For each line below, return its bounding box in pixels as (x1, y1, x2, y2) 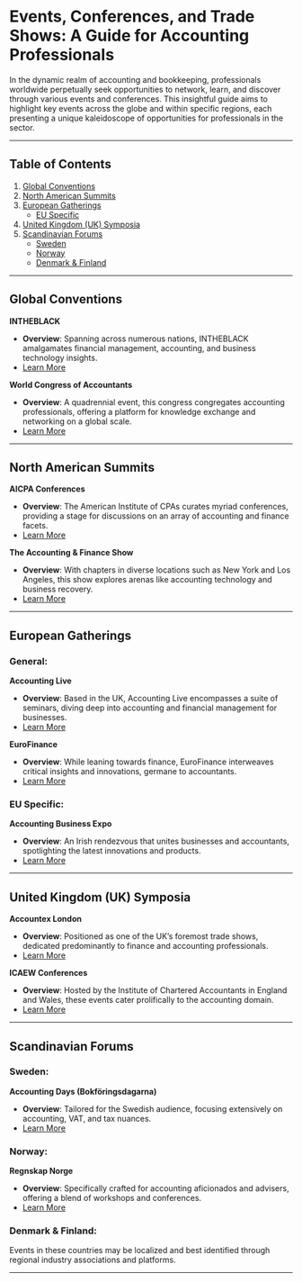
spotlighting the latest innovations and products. (22, 845, 201, 856)
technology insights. (22, 352, 98, 363)
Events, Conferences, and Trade (9, 6, 255, 27)
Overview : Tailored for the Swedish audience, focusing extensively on (22, 1103, 283, 1114)
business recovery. (22, 583, 93, 595)
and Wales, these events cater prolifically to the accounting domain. (22, 995, 274, 1006)
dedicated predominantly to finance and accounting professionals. (22, 941, 269, 952)
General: (9, 655, 48, 667)
